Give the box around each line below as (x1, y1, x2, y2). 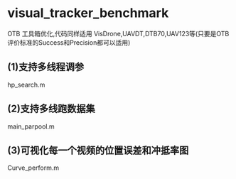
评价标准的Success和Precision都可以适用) (7, 38, 131, 47)
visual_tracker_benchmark (7, 5, 169, 21)
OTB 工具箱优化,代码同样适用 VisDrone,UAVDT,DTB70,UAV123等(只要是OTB (7, 29, 230, 38)
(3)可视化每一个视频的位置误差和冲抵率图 (7, 144, 189, 156)
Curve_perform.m (7, 163, 60, 172)
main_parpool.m (7, 122, 55, 131)
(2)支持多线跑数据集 (7, 103, 96, 115)
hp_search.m (7, 80, 45, 89)
